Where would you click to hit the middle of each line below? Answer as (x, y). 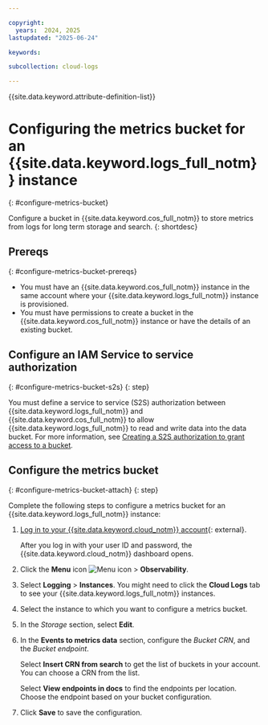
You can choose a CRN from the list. (80, 673)
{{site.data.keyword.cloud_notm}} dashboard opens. (107, 553)
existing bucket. (46, 330)
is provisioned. (44, 304)
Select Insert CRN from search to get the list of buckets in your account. (140, 664)
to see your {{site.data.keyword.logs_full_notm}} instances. (118, 593)
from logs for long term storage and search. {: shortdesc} (103, 227)
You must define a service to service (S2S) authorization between (117, 402)
